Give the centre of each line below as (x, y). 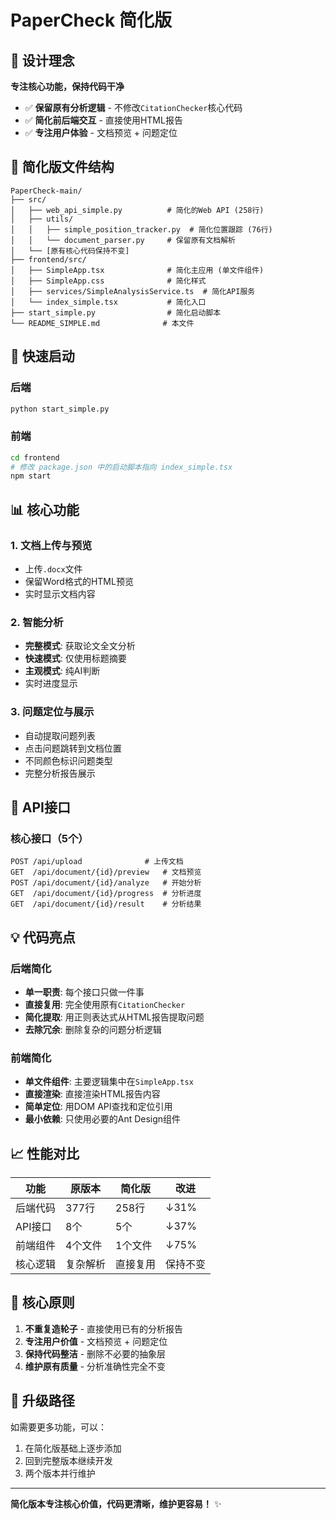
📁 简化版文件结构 (62, 167)
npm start (31, 476)
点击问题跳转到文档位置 (73, 748)
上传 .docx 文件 (53, 568)
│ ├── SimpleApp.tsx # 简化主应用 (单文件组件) (137, 270)
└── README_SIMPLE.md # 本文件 (102, 323)
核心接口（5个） (49, 838)
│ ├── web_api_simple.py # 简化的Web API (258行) (137, 210)
